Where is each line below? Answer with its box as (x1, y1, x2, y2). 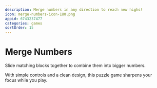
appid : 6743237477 (5, 16, 42, 21)
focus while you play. (5, 77, 48, 83)
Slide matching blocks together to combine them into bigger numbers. (5, 63, 146, 68)
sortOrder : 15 (5, 25, 34, 30)
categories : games (5, 21, 42, 26)
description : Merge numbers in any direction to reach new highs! (5, 7, 143, 12)
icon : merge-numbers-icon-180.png (5, 12, 76, 17)
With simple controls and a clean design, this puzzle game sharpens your (5, 72, 153, 78)
